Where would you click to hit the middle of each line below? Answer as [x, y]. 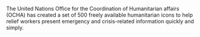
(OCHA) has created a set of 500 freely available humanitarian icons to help [100, 15]
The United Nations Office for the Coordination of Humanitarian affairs [93, 9]
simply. [15, 27]
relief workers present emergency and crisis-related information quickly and [100, 21]
